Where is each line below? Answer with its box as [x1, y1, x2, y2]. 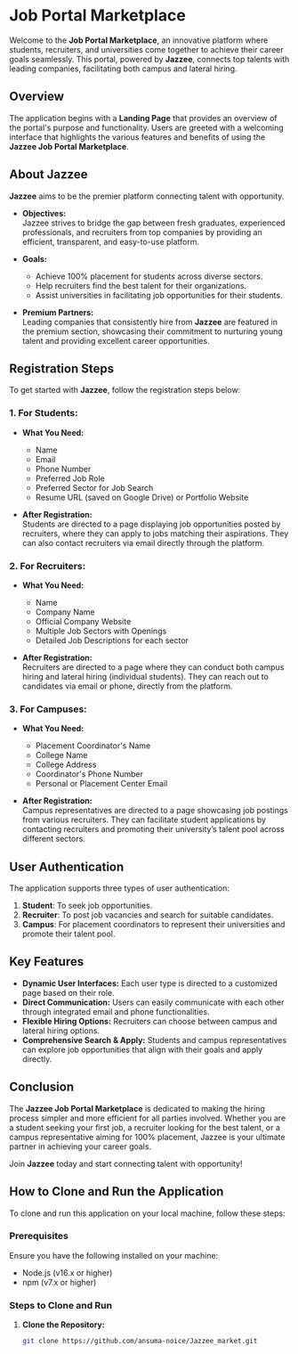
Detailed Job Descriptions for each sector [35, 634, 189, 646]
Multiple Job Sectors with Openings [35, 625, 167, 636]
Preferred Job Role [35, 473, 105, 484]
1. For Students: [9, 407, 78, 420]
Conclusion [9, 1080, 75, 1095]
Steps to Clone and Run [9, 1299, 113, 1311]
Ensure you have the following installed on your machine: [9, 1250, 219, 1260]
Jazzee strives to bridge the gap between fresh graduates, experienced [21, 217, 286, 228]
